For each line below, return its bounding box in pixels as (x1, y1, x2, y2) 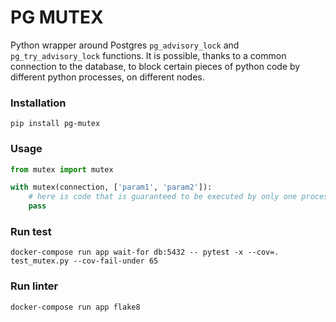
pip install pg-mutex (10, 119, 101, 129)
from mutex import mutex (10, 164, 114, 175)
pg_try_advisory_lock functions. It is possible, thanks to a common (10, 49, 287, 61)
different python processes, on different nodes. (10, 71, 205, 83)
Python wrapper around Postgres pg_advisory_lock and (10, 39, 240, 51)
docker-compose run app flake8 (10, 302, 141, 312)
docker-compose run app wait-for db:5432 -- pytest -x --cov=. (10, 247, 280, 258)
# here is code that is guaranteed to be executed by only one (28, 192, 298, 202)
